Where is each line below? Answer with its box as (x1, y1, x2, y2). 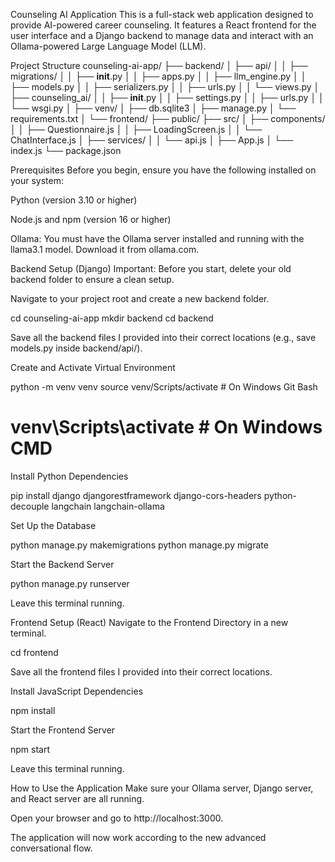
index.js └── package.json (10, 145, 122, 156)
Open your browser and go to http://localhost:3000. (10, 812, 224, 824)
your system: (10, 175, 65, 186)
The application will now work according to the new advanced (10, 831, 267, 843)
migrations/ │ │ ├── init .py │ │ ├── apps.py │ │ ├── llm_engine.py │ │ (10, 70, 307, 82)
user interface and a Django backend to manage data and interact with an (10, 30, 314, 41)
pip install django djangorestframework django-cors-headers (10, 489, 262, 501)
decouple (10, 500, 50, 512)
